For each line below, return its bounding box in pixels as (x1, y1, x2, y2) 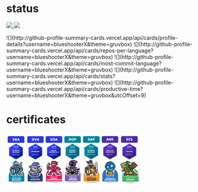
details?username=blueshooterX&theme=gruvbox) (6, 40, 133, 48)
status (6, 2, 39, 16)
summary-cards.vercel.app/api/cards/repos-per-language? (6, 47, 154, 54)
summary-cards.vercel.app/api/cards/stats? (6, 72, 116, 79)
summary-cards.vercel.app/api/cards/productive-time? (6, 85, 144, 92)
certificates (6, 113, 66, 126)
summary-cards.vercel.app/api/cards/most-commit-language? (6, 60, 162, 67)
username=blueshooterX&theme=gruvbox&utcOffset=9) (6, 91, 147, 99)
